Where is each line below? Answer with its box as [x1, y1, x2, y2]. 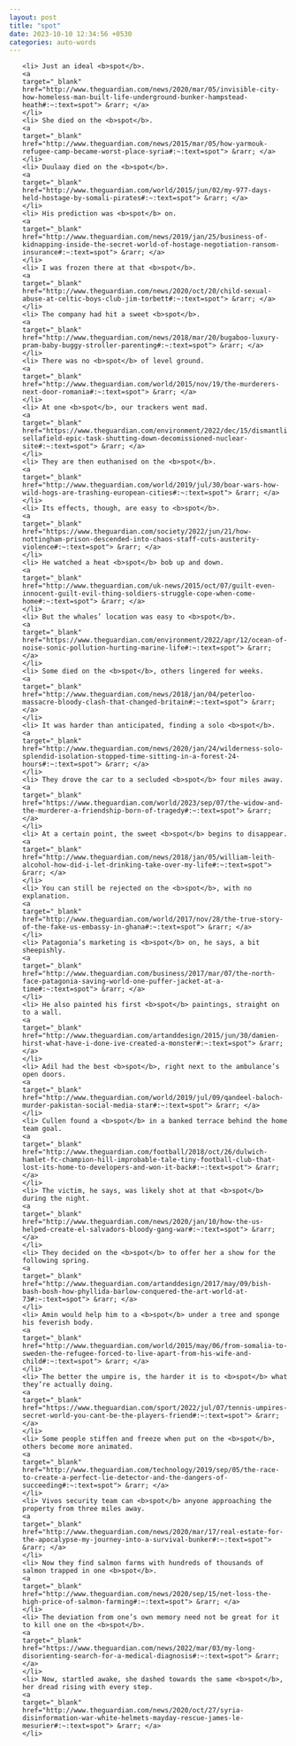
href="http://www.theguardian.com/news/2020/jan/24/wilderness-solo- [21, 744, 285, 753]
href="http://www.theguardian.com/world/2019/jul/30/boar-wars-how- [21, 480, 280, 490]
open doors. [21, 1070, 66, 1080]
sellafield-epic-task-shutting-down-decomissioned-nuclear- [21, 434, 248, 443]
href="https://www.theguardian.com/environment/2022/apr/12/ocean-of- [21, 635, 288, 645]
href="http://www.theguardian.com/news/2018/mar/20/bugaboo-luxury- [21, 333, 280, 342]
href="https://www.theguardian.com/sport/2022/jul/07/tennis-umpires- [21, 1404, 288, 1413]
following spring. [21, 1256, 90, 1266]
